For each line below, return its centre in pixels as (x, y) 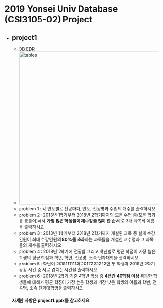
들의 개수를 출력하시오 (40, 245)
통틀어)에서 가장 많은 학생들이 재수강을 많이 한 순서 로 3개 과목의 (85, 221)
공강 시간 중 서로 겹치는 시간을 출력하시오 (58, 270)
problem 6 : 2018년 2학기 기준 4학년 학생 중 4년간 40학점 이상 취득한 (85, 276)
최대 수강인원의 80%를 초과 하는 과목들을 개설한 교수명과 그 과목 (93, 239)
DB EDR (27, 49)
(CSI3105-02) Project (49, 19)
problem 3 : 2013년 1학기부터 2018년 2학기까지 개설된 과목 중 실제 (82, 233)
